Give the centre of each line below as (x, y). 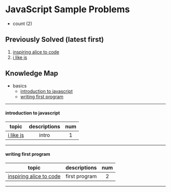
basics (20, 86)
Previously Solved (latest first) (55, 40)
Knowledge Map (32, 73)
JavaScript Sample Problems (68, 9)
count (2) (22, 23)
